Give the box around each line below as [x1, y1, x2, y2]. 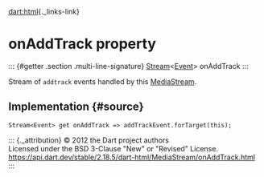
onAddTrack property [8, 35, 157, 53]
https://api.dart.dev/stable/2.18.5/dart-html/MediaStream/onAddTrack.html [8, 152, 256, 162]
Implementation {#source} [8, 100, 145, 114]
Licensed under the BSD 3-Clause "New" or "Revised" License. [8, 143, 219, 153]
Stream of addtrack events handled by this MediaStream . [8, 76, 197, 86]
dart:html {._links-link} [8, 7, 80, 16]
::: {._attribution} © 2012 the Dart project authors [8, 135, 169, 145]
